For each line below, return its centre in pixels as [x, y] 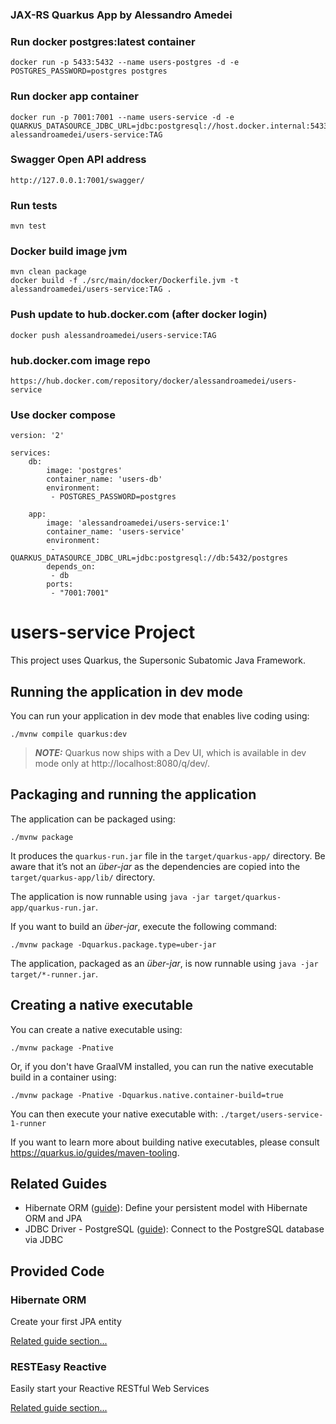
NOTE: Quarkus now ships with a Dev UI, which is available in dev [170, 753]
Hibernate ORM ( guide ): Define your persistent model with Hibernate [166, 1208]
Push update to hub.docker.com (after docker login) [139, 315]
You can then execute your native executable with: [114, 1114]
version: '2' [37, 436]
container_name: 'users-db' [104, 479]
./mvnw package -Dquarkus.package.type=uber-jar [113, 944]
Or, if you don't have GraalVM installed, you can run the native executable [162, 1066]
